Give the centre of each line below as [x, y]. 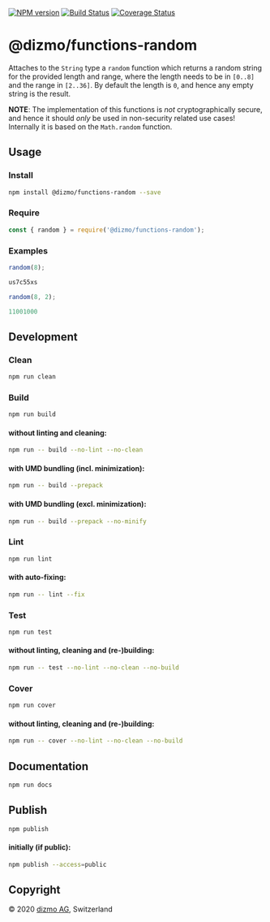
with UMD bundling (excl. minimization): [77, 504]
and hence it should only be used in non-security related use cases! [122, 118]
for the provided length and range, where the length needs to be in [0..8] [132, 76]
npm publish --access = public [58, 864]
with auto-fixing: [37, 578]
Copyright [34, 890]
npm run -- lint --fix [47, 594]
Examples [28, 250]
